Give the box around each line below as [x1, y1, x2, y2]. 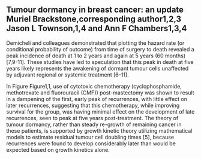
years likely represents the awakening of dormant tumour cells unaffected [6, 65, 189, 72]
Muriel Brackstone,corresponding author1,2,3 [6, 14, 182, 25]
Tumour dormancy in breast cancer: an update [6, 5, 184, 15]
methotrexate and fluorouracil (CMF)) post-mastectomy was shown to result [6, 89, 194, 96]
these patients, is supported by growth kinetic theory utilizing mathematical [6, 127, 193, 134]
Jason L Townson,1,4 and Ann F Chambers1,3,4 [6, 23, 187, 33]
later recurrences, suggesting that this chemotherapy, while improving [6, 102, 180, 109]
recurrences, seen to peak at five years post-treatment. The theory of [6, 114, 179, 121]
